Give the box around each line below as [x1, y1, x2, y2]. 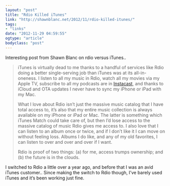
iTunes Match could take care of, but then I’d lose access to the [17, 117, 151, 123]
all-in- [133, 70, 147, 76]
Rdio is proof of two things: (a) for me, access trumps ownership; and [17, 148, 163, 155]
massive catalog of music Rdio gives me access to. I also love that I [17, 122, 159, 129]
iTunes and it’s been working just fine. [5, 175, 85, 181]
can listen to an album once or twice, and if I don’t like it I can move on [17, 128, 165, 134]
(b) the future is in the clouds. [17, 154, 80, 160]
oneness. [17, 75, 37, 81]
